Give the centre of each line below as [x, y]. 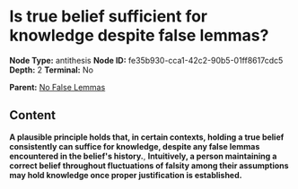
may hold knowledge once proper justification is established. [126, 175]
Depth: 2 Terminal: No [52, 70]
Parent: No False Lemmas [57, 87]
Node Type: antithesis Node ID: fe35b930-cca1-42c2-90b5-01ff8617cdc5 [146, 60]
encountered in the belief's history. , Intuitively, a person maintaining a [143, 156]
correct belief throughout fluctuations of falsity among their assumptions [149, 165]
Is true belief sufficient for [109, 17]
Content [33, 115]
